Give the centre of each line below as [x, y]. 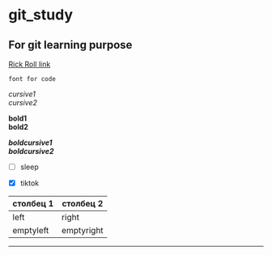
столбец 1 [33, 204]
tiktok [29, 183]
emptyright [83, 231]
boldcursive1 [30, 142]
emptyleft [31, 231]
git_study [41, 15]
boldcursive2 [31, 151]
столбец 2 [83, 204]
